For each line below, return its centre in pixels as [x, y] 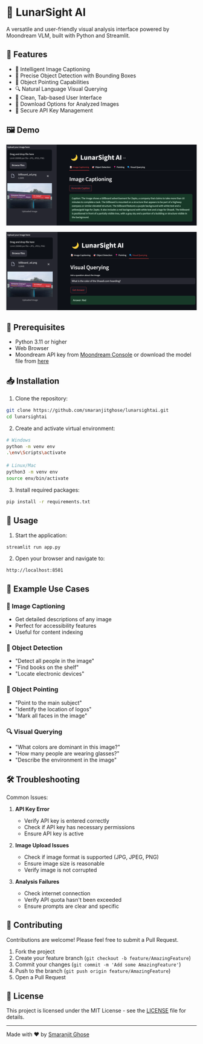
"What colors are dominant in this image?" [68, 747]
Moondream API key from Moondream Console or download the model [103, 355]
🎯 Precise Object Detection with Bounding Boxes [76, 76]
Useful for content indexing [49, 632]
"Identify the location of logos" [53, 709]
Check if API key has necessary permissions [79, 827]
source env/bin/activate [37, 478]
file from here [32, 361]
